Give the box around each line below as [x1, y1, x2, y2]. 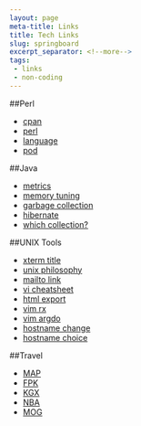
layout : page [9, 13, 59, 23]
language [22, 134, 58, 146]
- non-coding [13, 73, 64, 82]
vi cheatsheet [22, 283, 75, 294]
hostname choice [22, 332, 88, 343]
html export [22, 293, 66, 304]
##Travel [9, 349, 44, 361]
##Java [9, 162, 38, 174]
